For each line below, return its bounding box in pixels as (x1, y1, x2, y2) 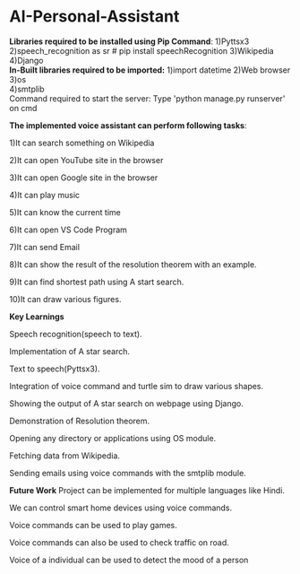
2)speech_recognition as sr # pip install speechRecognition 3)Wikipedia (9, 45, 275, 56)
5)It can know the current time (9, 206, 121, 217)
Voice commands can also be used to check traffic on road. (9, 536, 230, 548)
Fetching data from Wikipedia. (9, 450, 121, 461)
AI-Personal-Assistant (9, 6, 180, 27)
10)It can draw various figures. (9, 293, 122, 304)
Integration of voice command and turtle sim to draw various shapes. (9, 380, 264, 391)
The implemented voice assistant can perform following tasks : (9, 119, 247, 131)
